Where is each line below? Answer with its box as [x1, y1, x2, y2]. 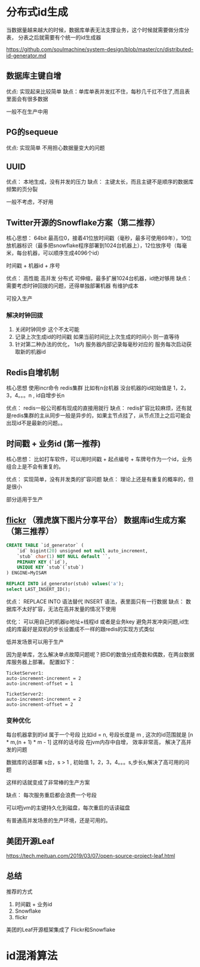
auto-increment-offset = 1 [6, 681, 73, 687]
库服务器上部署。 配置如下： [6, 658, 76, 665]
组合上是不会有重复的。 [6, 463, 64, 470]
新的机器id [20, 348, 46, 356]
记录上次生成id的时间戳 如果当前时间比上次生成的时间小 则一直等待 [14, 333, 180, 341]
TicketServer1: [6, 670, 44, 676]
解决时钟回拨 [6, 311, 44, 320]
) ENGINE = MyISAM [6, 570, 47, 576]
